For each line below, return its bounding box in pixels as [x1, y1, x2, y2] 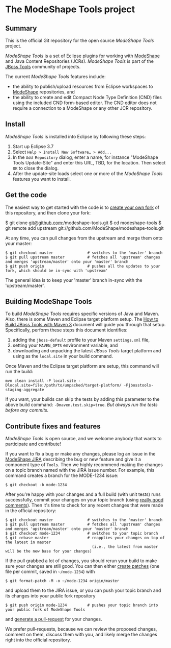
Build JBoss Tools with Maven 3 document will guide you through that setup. [5, 322, 166, 328]
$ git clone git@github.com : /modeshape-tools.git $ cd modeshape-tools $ [5, 220, 162, 226]
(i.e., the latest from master [92, 544, 158, 549]
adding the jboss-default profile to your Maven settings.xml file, [12, 337, 150, 343]
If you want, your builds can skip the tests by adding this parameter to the [5, 396, 160, 402]
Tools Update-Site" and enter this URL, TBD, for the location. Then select [12, 159, 166, 165]
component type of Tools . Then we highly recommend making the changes [5, 462, 163, 468]
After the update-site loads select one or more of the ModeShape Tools [12, 170, 163, 177]
